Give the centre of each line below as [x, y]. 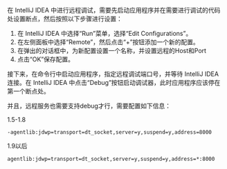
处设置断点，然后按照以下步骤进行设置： [65, 19]
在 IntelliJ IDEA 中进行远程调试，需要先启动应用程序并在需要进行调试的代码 [114, 10]
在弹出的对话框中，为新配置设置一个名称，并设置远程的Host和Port [111, 51]
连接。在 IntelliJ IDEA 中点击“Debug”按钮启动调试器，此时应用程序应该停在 [114, 82]
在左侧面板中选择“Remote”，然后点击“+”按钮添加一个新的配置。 [108, 42]
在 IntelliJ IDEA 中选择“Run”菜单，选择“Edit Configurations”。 [105, 33]
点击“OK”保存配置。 [46, 59]
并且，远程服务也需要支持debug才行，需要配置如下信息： [89, 106]
